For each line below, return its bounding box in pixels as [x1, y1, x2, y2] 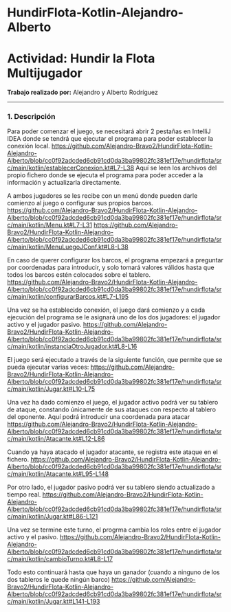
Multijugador [7, 65, 82, 81]
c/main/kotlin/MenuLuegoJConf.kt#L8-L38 [7, 242, 129, 251]
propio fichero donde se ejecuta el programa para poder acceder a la [7, 171, 203, 179]
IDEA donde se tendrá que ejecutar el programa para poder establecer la [7, 135, 214, 143]
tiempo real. [7, 490, 41, 499]
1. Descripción [7, 112, 56, 122]
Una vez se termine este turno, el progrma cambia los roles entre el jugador [7, 525, 221, 534]
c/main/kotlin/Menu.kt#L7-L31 [7, 221, 93, 229]
